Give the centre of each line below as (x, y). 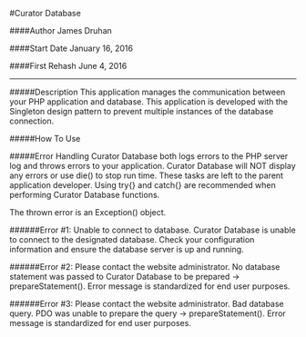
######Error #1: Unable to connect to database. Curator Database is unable (153, 230)
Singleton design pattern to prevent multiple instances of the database (142, 111)
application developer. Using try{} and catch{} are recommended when (143, 185)
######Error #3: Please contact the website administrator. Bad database (147, 304)
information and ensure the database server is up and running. (127, 249)
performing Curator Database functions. (85, 195)
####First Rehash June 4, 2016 (68, 66)
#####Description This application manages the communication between (148, 92)
